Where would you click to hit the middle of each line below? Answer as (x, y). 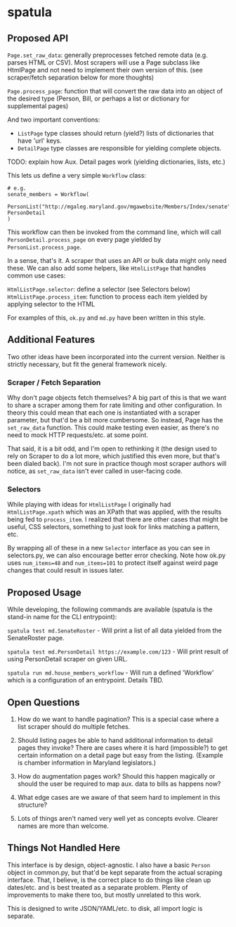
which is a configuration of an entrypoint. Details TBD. (85, 680)
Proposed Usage (45, 592)
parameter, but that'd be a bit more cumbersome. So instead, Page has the (115, 420)
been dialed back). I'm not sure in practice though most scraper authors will (117, 464)
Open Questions (44, 702)
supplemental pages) (38, 106)
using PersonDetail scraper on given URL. (68, 659)
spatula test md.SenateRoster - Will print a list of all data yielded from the (115, 630)
